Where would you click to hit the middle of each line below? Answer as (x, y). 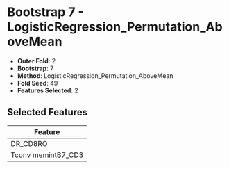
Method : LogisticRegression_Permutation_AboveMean (95, 75)
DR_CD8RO (29, 143)
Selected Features (48, 112)
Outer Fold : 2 (36, 61)
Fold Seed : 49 (37, 83)
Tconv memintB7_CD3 (47, 155)
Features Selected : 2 (48, 90)
